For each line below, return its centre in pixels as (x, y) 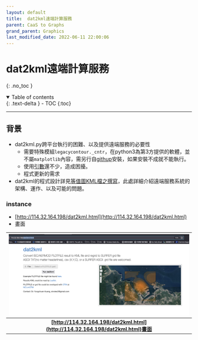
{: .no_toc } (19, 86)
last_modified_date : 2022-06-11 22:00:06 (58, 37)
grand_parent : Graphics (35, 31)
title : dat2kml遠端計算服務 (39, 19)
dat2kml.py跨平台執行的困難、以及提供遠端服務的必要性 (82, 144)
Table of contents (33, 97)
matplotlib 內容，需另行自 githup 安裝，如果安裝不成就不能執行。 (112, 159)
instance (19, 204)
